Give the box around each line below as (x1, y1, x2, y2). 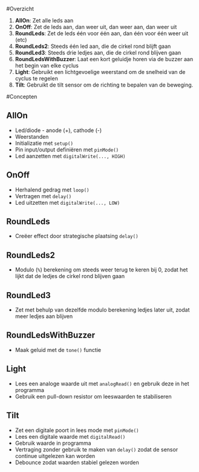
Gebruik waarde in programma (15, 439, 92, 447)
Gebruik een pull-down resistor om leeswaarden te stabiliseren (15, 393, 172, 400)
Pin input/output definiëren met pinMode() (15, 145, 119, 153)
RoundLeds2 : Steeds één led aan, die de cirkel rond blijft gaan (15, 42, 171, 50)
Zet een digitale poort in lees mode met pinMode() (15, 427, 139, 434)
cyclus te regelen (15, 75, 59, 82)
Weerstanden (15, 133, 49, 140)
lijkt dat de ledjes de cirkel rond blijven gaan (15, 273, 125, 280)
